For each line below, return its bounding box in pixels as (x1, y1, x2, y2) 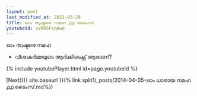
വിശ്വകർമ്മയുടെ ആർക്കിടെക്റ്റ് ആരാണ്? (14, 53, 112, 60)
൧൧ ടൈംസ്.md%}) (6, 84, 53, 91)
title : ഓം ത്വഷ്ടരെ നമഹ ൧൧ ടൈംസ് (6, 20, 94, 25)
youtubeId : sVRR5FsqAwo (6, 25, 65, 31)
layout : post (6, 8, 39, 15)
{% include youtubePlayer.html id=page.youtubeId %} (6, 65, 138, 72)
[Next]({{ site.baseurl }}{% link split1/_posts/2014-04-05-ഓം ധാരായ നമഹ (6, 76, 191, 84)
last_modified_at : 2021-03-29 (6, 14, 81, 20)
